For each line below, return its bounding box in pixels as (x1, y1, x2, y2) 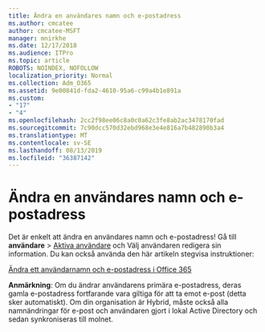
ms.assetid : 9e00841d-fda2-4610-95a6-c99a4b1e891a (8, 86, 181, 95)
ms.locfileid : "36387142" (8, 154, 95, 162)
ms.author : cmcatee (8, 19, 74, 27)
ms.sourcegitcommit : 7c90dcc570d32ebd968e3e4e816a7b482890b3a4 (8, 124, 225, 132)
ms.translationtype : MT (8, 131, 88, 139)
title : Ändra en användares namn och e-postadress (8, 11, 181, 20)
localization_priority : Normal (8, 72, 113, 80)
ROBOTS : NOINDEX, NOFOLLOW (8, 64, 99, 72)
